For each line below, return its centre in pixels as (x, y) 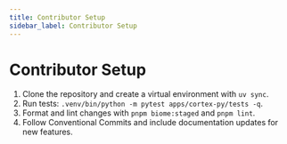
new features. (47, 132)
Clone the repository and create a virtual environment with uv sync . (145, 94)
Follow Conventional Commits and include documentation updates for (150, 123)
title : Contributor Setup (57, 17)
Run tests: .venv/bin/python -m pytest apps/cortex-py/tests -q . (143, 104)
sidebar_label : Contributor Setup (74, 26)
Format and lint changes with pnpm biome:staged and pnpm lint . (139, 113)
